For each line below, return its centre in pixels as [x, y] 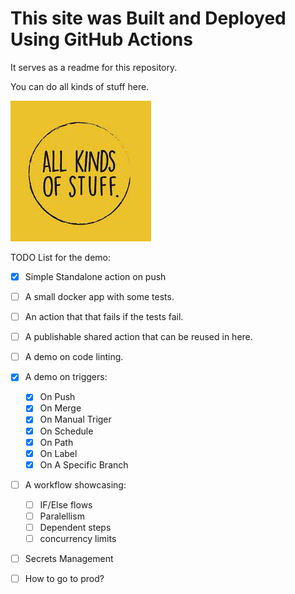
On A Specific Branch [84, 464]
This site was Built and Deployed [148, 18]
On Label [58, 453]
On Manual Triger [75, 419]
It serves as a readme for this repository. [94, 67]
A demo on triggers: [66, 377]
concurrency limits [78, 538]
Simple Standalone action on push [95, 276]
